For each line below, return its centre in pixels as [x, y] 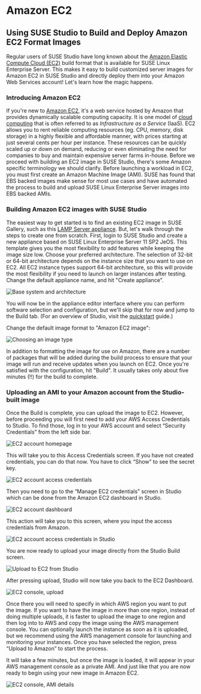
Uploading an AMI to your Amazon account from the [83, 392]
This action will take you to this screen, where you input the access [89, 521]
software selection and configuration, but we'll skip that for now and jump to [100, 310]
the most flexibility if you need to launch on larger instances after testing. [97, 274]
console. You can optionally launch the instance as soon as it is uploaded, [97, 629]
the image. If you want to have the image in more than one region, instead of [100, 610]
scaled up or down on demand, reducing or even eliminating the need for [97, 149]
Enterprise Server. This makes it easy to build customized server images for [100, 69]
